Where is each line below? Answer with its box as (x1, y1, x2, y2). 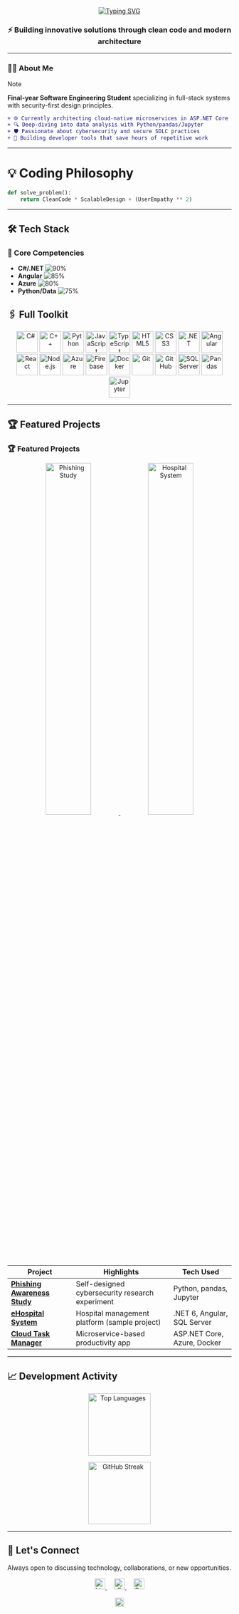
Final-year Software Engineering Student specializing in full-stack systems (7, 93, 230, 102)
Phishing (11, 1279, 41, 1288)
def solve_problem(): (7, 189, 72, 197)
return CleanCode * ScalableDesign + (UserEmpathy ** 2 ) (20, 196, 193, 203)
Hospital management (75, 1308, 149, 1318)
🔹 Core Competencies (7, 248, 85, 258)
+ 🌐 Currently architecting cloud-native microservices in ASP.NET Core (7, 115, 229, 122)
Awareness (11, 1288, 50, 1298)
